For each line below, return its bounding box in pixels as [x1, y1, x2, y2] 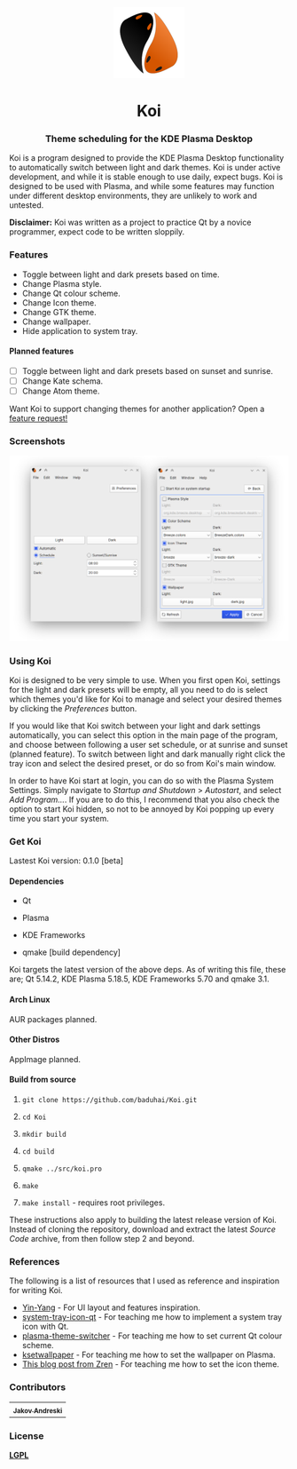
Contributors [9, 1381, 66, 1394]
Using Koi [9, 655, 51, 667]
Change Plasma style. [21, 278, 102, 289]
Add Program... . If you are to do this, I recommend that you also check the [9, 794, 280, 805]
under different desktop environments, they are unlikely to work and [9, 190, 257, 202]
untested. [9, 200, 44, 210]
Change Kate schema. [21, 376, 104, 386]
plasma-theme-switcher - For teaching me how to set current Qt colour [21, 1330, 283, 1341]
